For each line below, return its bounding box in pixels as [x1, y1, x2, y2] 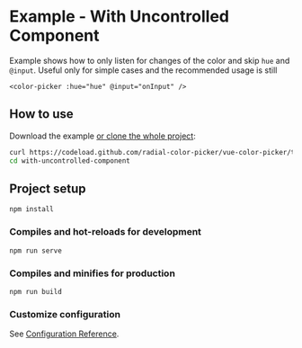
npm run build [9, 287, 63, 296]
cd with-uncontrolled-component [9, 156, 130, 165]
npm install [9, 205, 54, 214]
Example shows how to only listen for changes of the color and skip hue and [9, 55, 290, 66]
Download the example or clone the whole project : [9, 130, 196, 141]
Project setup [9, 181, 87, 196]
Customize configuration [9, 308, 121, 320]
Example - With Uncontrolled [9, 6, 229, 27]
